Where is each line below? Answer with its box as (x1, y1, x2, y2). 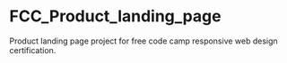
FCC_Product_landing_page (9, 6, 222, 27)
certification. (9, 44, 57, 55)
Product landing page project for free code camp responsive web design (9, 35, 278, 46)
